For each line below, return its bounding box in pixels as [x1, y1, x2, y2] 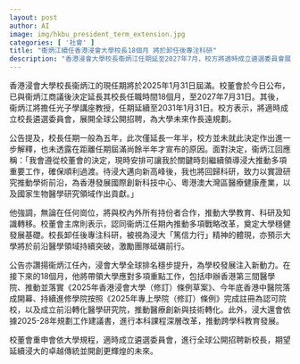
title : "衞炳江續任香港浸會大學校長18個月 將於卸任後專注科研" [9, 46, 217, 55]
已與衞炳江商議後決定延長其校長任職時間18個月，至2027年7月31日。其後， [9, 91, 284, 102]
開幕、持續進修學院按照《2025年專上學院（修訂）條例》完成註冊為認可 [16, 294, 279, 303]
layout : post [9, 12, 58, 22]
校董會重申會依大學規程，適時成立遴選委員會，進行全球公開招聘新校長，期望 [9, 335, 291, 344]
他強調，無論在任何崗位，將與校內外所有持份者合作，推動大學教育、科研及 [9, 207, 283, 218]
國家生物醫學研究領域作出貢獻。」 [16, 188, 138, 199]
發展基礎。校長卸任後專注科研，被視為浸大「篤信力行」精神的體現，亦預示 [9, 229, 283, 240]
